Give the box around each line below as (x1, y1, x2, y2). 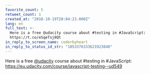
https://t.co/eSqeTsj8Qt (9, 35, 61, 40)
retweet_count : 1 (5, 12, 41, 17)
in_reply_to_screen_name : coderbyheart (5, 40, 88, 45)
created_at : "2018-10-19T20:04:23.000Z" (5, 16, 91, 21)
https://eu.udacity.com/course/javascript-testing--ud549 (5, 63, 123, 69)
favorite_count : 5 (5, 7, 43, 12)
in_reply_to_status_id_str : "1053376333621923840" (5, 44, 113, 49)
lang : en (5, 21, 23, 26)
